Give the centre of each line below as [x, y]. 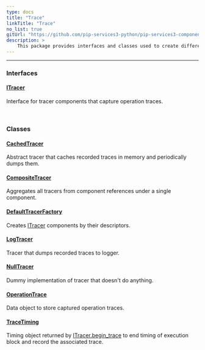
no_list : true [24, 29]
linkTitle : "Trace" [31, 23]
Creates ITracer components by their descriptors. [68, 225]
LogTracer [20, 239]
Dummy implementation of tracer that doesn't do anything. [80, 280]
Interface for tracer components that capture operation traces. [85, 101]
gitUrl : [16, 35]
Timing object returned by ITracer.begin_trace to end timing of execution [98, 335]
